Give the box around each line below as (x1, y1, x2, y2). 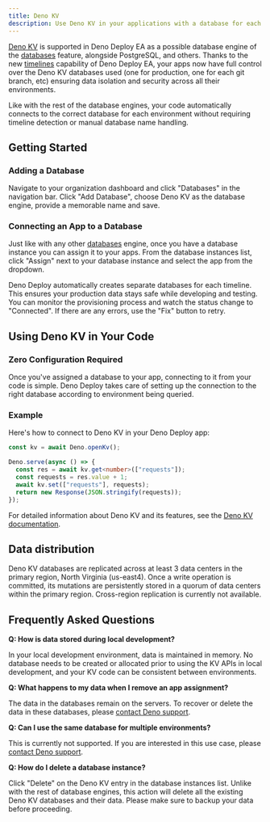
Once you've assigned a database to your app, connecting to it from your (8, 373, 251, 382)
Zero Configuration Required (8, 353, 123, 365)
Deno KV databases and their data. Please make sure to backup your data (8, 795, 254, 805)
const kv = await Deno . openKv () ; (8, 444, 121, 452)
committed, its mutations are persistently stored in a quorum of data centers (8, 581, 261, 591)
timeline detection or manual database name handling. (8, 117, 189, 127)
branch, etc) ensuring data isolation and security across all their (8, 76, 220, 86)
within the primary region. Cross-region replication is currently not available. (8, 589, 262, 599)
